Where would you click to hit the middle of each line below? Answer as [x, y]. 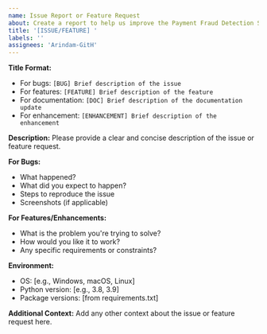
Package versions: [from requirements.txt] [89, 298]
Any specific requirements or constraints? [88, 250]
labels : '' [26, 38]
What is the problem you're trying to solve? [90, 233]
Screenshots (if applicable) [64, 203]
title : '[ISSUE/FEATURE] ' [53, 30]
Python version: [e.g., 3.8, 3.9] [69, 289]
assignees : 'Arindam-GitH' [53, 45]
